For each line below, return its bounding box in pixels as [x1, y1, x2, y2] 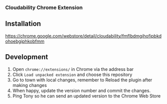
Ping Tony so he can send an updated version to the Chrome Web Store [12, 92, 161, 99]
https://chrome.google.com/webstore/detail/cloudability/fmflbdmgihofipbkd [5, 33, 162, 39]
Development [5, 53, 49, 61]
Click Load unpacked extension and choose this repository [12, 71, 132, 77]
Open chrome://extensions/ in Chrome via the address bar [12, 66, 134, 72]
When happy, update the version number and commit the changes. [12, 87, 151, 93]
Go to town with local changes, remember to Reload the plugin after [12, 77, 152, 83]
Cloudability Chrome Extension [5, 4, 83, 11]
